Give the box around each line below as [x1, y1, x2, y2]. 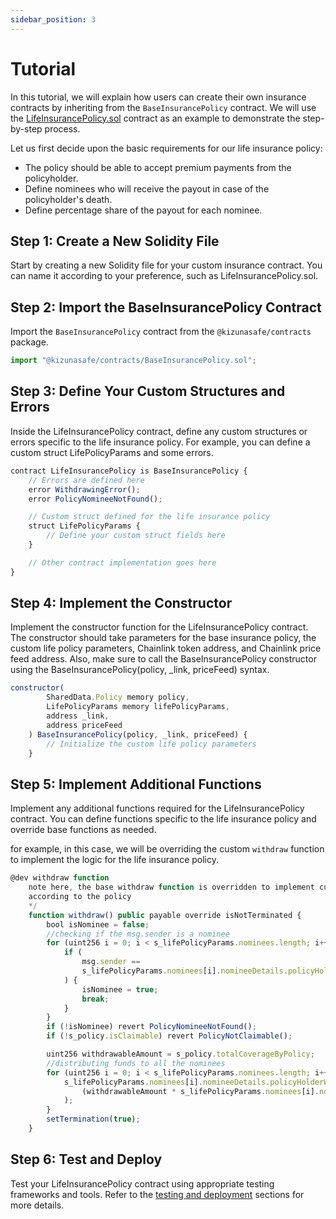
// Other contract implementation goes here [28, 557, 217, 568]
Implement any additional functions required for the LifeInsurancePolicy [10, 802, 305, 815]
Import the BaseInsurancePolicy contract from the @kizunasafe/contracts [10, 326, 312, 338]
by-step [10, 122, 43, 135]
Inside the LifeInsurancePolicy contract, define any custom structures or [10, 425, 308, 437]
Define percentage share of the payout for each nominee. [24, 204, 263, 216]
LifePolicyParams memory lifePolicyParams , [46, 702, 230, 712]
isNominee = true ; [81, 984, 159, 995]
